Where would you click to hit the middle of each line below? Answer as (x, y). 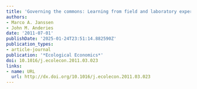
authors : (17, 17)
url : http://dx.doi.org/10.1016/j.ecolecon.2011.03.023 (81, 77)
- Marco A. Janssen (30, 22)
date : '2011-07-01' (30, 33)
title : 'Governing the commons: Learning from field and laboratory (91, 11)
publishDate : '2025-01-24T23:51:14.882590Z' (61, 39)
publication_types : (30, 44)
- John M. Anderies (30, 28)
